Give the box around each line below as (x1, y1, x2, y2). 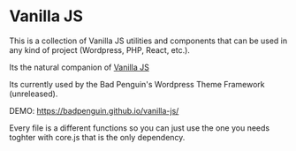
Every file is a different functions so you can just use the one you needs (9, 122, 270, 133)
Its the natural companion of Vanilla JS (9, 62, 150, 72)
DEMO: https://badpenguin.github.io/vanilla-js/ (9, 105, 179, 116)
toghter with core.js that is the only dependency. (9, 132, 186, 142)
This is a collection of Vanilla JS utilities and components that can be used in (9, 35, 288, 46)
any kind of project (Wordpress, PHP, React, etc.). (9, 44, 190, 55)
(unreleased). (9, 88, 58, 99)
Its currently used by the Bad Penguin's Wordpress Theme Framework (9, 79, 265, 89)
